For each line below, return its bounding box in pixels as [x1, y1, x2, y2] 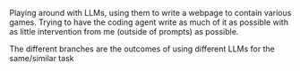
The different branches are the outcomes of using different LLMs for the [9, 43, 275, 54]
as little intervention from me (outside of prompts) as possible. [9, 27, 239, 36]
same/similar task [9, 53, 74, 63]
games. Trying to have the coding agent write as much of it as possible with [9, 17, 289, 28]
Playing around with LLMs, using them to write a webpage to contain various [9, 8, 292, 18]
